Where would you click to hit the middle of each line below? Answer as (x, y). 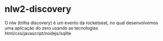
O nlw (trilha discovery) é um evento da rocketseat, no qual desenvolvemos (81, 23)
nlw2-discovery (38, 9)
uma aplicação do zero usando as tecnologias (51, 28)
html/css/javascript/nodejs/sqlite (38, 33)
